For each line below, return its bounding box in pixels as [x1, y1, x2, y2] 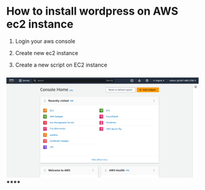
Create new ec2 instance [15, 49, 78, 56]
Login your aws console [15, 37, 76, 45]
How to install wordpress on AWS [6, 4, 179, 18]
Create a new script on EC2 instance [15, 61, 108, 68]
